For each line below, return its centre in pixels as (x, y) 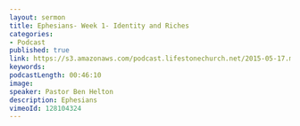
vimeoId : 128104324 (46, 108)
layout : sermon (37, 17)
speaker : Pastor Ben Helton (62, 91)
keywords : (28, 67)
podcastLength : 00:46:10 (55, 75)
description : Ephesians (54, 100)
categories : (31, 34)
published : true (39, 51)
